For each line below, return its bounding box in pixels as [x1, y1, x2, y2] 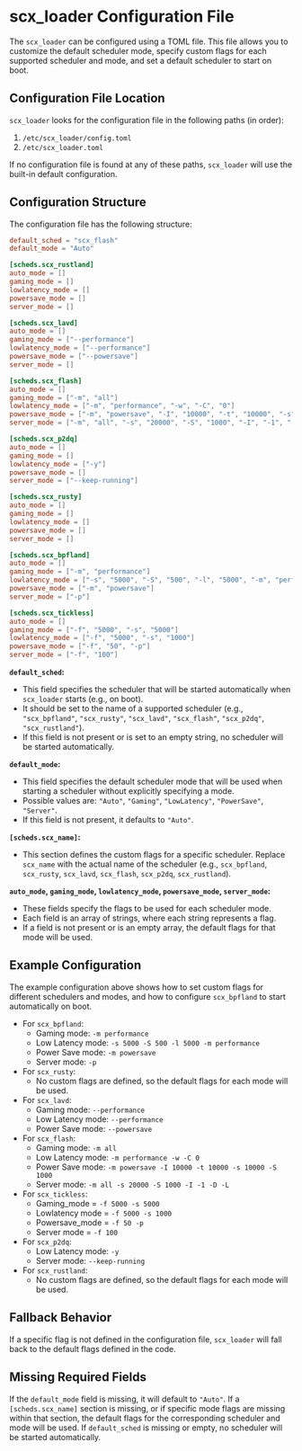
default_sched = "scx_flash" [9, 236, 119, 245]
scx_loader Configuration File [9, 6, 235, 27]
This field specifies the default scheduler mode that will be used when [22, 776, 283, 788]
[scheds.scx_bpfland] [9, 550, 91, 559]
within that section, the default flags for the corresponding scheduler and [9, 1412, 280, 1423]
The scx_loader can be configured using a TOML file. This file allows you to [9, 36, 289, 47]
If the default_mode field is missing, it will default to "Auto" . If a [9, 1393, 240, 1404]
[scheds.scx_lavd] [9, 318, 78, 327]
